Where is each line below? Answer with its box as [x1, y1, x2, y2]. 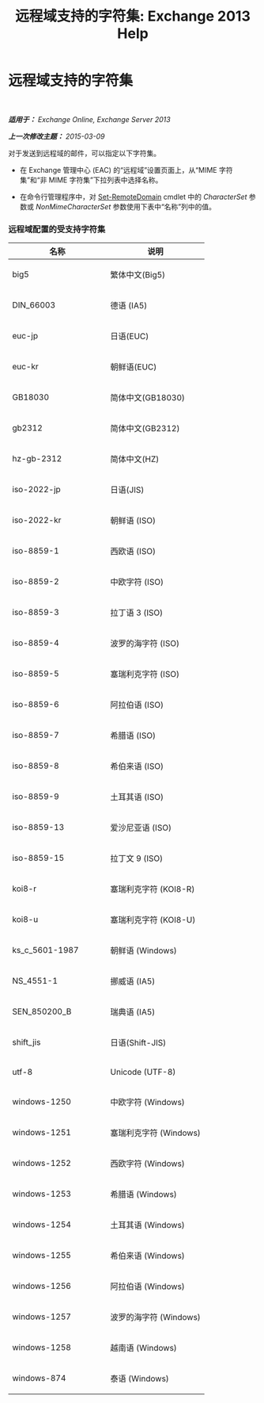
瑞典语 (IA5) [110, 1007, 156, 1018]
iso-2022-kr [12, 514, 62, 526]
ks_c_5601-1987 [12, 945, 79, 956]
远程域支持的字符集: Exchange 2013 [15, 7, 251, 25]
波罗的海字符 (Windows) [110, 1312, 202, 1323]
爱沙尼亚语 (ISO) [110, 822, 172, 833]
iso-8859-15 [12, 853, 65, 864]
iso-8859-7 [12, 730, 59, 741]
